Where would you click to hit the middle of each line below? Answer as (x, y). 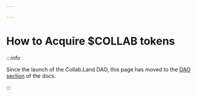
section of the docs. (31, 76)
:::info (13, 58)
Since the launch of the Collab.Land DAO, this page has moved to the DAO (98, 69)
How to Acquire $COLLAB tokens (91, 41)
